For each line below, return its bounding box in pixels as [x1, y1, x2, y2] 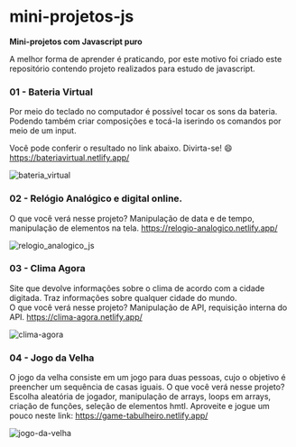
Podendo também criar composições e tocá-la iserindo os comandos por [9, 115, 282, 127]
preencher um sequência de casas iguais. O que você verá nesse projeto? [9, 381, 285, 393]
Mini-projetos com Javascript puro [9, 36, 143, 47]
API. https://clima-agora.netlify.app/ [9, 311, 143, 322]
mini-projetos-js [9, 6, 134, 27]
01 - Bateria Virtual [9, 86, 93, 98]
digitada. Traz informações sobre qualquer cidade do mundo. [9, 292, 237, 303]
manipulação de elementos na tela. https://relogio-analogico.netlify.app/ [9, 223, 278, 233]
